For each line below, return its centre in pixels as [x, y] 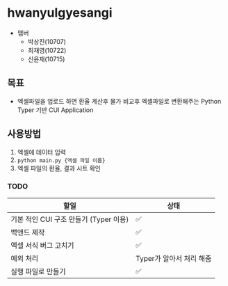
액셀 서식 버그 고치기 [42, 245]
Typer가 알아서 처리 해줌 [173, 258]
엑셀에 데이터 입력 [41, 152]
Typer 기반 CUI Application [55, 110]
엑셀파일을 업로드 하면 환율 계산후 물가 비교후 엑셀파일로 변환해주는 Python [119, 101]
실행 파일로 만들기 [38, 271]
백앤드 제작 [28, 232]
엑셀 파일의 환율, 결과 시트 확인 [59, 168]
